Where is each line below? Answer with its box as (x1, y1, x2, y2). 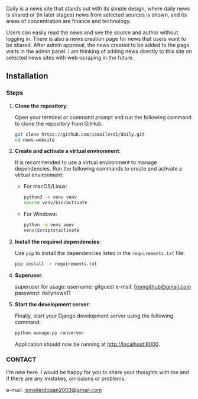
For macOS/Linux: (23, 183, 68, 190)
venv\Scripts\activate (23, 227, 80, 234)
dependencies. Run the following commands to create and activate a (14, 165, 182, 172)
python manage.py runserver (14, 330, 84, 336)
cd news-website (14, 137, 55, 143)
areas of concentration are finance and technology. (6, 18, 131, 24)
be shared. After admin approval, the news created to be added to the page (6, 41, 190, 48)
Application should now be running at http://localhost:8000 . (14, 341, 161, 348)
